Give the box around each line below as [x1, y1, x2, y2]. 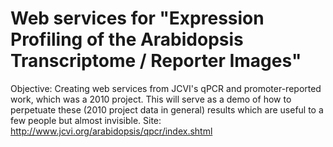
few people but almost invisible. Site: [10, 114, 162, 126]
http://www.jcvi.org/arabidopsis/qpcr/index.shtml [10, 125, 213, 137]
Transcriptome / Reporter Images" [10, 50, 302, 72]
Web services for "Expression [10, 7, 265, 30]
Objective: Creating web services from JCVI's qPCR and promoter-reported [10, 82, 322, 94]
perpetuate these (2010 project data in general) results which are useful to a [10, 103, 324, 116]
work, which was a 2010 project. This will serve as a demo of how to [10, 93, 292, 105]
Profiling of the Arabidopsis [10, 28, 244, 51]
